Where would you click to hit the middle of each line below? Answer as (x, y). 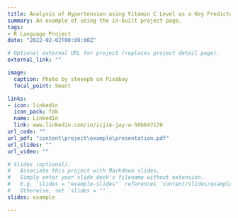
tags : (15, 27)
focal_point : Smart (42, 86)
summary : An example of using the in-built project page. (95, 21)
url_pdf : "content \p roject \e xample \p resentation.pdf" (89, 138)
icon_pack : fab (36, 112)
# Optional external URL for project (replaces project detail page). (114, 53)
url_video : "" (28, 151)
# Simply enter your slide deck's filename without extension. (106, 178)
